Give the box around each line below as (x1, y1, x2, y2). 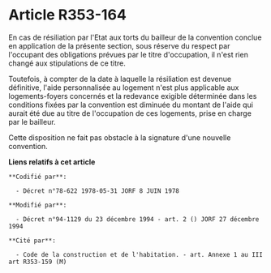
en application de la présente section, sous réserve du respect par (8, 41, 230, 50)
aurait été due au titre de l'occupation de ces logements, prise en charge (8, 108, 252, 118)
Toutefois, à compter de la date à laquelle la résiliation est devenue (8, 74, 232, 83)
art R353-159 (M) (8, 258, 67, 266)
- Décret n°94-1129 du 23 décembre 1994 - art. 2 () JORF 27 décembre (15, 215, 260, 224)
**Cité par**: (8, 237, 57, 245)
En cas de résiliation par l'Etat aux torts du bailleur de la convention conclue (8, 32, 262, 42)
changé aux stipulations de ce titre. (8, 58, 126, 68)
